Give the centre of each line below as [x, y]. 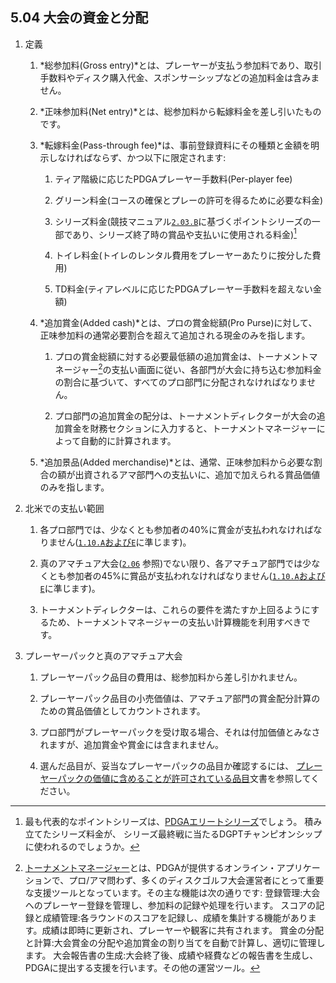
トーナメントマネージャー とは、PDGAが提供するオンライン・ [150, 868]
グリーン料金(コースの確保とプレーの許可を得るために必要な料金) [189, 200]
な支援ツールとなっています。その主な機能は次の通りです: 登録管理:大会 [172, 893]
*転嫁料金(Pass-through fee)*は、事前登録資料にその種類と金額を [175, 145]
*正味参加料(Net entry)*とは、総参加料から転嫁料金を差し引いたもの [180, 111]
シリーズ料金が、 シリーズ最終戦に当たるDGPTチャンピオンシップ [187, 834]
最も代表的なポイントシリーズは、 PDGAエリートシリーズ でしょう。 [163, 822]
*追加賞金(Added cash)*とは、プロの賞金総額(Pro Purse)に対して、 [178, 323]
